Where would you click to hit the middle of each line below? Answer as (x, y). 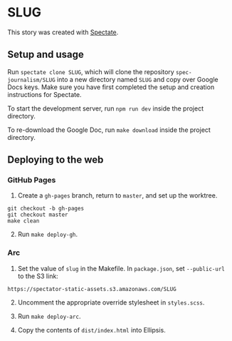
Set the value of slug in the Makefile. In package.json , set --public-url (121, 268)
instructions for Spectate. (44, 94)
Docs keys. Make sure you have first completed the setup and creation (111, 87)
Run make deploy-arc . (49, 316)
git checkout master (38, 215)
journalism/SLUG (31, 80)
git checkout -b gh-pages (46, 209)
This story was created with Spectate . (63, 32)
